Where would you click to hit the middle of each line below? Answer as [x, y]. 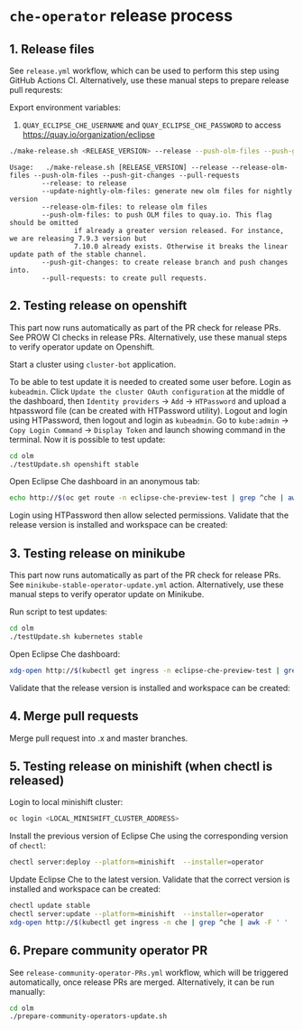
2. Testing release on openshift [98, 306]
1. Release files [52, 49]
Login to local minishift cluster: [66, 802]
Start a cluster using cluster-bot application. [93, 364]
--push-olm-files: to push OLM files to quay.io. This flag [157, 215]
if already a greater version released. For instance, [179, 230]
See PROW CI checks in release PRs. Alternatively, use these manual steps [148, 337]
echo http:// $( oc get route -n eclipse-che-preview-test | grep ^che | [147, 498]
